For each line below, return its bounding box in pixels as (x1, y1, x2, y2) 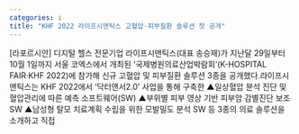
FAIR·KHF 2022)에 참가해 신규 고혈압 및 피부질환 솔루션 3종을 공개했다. (9, 69, 261, 81)
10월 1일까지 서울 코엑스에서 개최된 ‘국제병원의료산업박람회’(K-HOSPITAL (9, 58, 267, 69)
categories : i (9, 13, 63, 22)
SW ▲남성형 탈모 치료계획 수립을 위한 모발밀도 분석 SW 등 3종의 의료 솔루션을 (9, 103, 285, 114)
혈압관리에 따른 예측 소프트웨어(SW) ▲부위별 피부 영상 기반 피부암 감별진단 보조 (9, 92, 291, 103)
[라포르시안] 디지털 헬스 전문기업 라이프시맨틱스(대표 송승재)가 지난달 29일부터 (9, 47, 286, 58)
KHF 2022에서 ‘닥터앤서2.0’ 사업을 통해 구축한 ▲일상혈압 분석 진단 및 (40, 81, 287, 92)
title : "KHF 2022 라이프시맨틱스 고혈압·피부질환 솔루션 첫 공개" (9, 22, 226, 31)
